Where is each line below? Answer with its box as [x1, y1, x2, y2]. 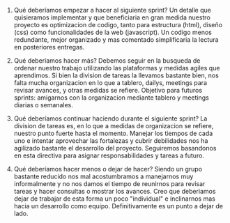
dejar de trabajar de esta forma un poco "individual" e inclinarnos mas [13, 194, 216, 203]
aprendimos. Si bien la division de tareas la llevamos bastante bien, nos [13, 71, 220, 79]
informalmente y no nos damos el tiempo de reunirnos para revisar [13, 180, 206, 187]
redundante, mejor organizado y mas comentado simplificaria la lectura [13, 36, 219, 44]
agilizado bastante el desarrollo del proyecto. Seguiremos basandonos [13, 144, 217, 152]
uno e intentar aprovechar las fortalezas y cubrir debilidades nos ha [13, 137, 208, 145]
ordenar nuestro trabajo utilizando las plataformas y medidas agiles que [13, 64, 220, 72]
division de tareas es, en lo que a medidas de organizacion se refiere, [13, 122, 214, 130]
